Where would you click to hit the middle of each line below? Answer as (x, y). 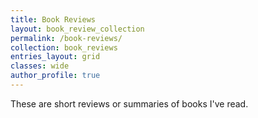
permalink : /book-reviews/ (66, 38)
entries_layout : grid (55, 57)
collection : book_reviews (64, 47)
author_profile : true (55, 76)
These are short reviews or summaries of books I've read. (129, 103)
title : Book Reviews (53, 19)
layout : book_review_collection (77, 29)
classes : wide (40, 66)
